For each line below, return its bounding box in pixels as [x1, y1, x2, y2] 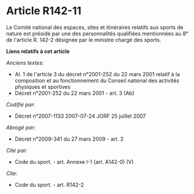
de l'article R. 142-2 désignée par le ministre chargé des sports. [6, 36, 161, 43]
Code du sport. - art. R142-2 [14, 181, 84, 188]
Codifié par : [6, 101, 36, 108]
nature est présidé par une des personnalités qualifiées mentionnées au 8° [6, 30, 189, 37]
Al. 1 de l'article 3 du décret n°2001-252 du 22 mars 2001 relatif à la [14, 70, 180, 77]
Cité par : [6, 147, 28, 154]
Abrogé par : [6, 124, 36, 131]
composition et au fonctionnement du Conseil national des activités [14, 77, 180, 84]
